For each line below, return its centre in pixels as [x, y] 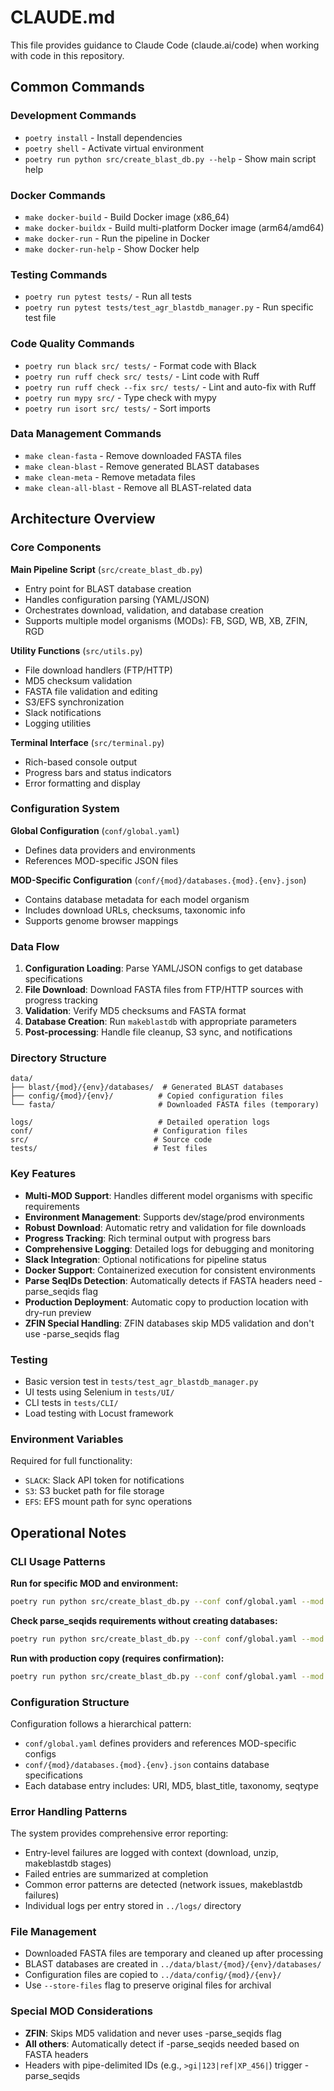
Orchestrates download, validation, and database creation [144, 610]
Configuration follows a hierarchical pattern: [101, 1723]
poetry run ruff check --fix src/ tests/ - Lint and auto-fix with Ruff [170, 387]
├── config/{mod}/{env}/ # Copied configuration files [147, 1096]
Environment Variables [67, 1439]
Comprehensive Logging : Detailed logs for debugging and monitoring [169, 1248]
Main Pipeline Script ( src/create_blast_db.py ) [106, 569]
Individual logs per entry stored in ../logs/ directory [133, 1906]
